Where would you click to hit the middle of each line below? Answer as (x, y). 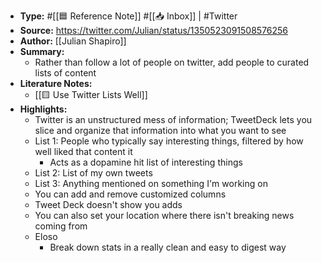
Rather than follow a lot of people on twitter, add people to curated (172, 62)
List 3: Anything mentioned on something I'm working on (151, 183)
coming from (61, 226)
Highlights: (43, 109)
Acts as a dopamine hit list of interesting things (146, 162)
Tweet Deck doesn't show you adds (108, 204)
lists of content (65, 73)
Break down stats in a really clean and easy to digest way (168, 247)
